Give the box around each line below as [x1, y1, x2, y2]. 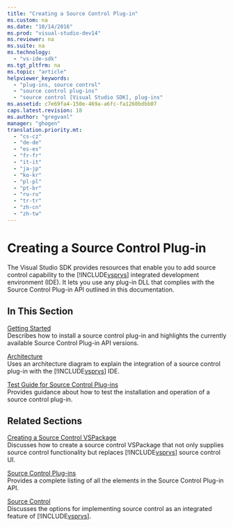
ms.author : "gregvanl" [7, 113, 73, 120]
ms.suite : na [7, 42, 45, 49]
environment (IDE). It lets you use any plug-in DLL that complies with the [7, 278, 215, 286]
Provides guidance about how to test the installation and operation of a [7, 387, 210, 396]
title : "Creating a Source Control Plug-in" [7, 10, 138, 17]
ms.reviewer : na [7, 36, 54, 43]
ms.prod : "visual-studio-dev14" [7, 29, 101, 37]
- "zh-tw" [13, 210, 42, 217]
